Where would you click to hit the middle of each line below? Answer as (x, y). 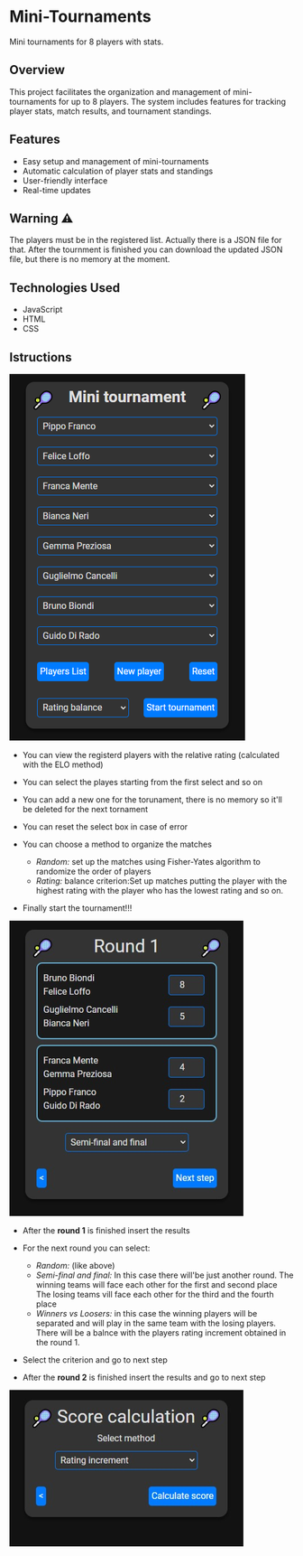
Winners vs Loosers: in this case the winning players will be (147, 1313)
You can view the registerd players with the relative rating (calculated (151, 755)
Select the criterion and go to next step (95, 1360)
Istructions (41, 357)
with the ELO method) (63, 764)
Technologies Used (64, 288)
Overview (37, 70)
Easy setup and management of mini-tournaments (115, 161)
